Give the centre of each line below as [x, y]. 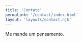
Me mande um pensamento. [35, 34]
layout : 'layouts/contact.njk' [38, 19]
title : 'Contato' [24, 10]
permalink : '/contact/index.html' [42, 15]
